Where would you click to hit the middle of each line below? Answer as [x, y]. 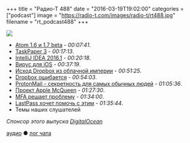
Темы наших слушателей [48, 110]
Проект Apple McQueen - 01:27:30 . [60, 90]
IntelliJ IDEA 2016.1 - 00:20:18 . [53, 58]
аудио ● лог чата [29, 133]
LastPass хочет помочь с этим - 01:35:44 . [69, 103]
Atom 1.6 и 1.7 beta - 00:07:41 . [53, 45]
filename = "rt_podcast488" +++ [47, 22]
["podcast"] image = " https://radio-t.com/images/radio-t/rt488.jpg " [91, 15]
